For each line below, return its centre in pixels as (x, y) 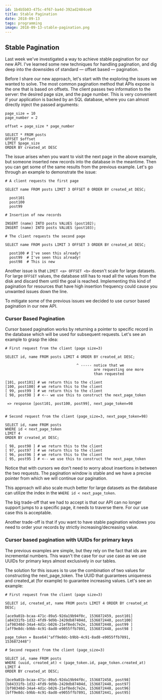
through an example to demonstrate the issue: (51, 172)
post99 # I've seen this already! (45, 257)
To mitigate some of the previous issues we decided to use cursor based (77, 301)
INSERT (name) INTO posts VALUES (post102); (51, 223)
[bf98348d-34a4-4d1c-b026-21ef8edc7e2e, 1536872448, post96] (68, 688)
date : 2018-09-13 (22, 18)
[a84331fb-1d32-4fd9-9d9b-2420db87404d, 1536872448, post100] (69, 620)
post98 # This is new (32, 262)
